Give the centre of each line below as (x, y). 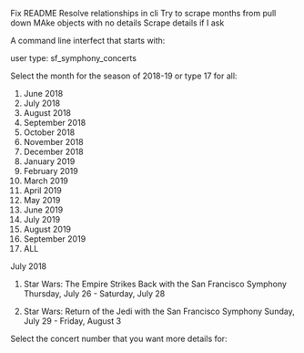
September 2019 (55, 239)
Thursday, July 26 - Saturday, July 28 (94, 294)
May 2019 (42, 200)
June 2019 (43, 210)
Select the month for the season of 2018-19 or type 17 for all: (124, 76)
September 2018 (55, 123)
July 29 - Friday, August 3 (72, 321)
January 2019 (49, 161)
